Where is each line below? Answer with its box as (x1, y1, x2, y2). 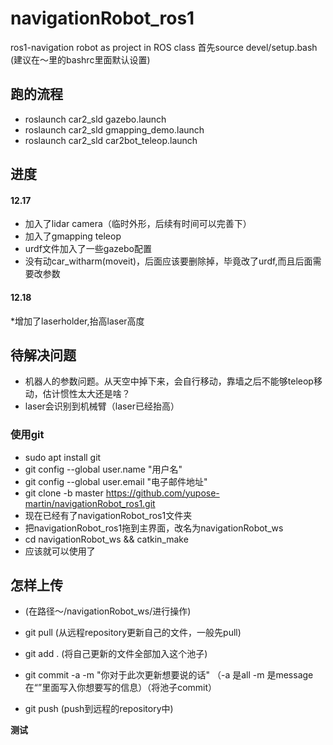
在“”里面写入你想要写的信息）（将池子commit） (24, 682, 218, 694)
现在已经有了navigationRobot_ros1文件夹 (24, 509, 193, 521)
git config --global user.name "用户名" (24, 463, 183, 475)
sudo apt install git (24, 451, 102, 463)
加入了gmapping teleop (24, 230, 122, 242)
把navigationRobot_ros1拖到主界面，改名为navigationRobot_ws (24, 522, 284, 534)
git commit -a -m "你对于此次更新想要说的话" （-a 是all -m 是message (24, 669, 314, 681)
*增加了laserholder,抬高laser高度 (10, 315, 145, 327)
